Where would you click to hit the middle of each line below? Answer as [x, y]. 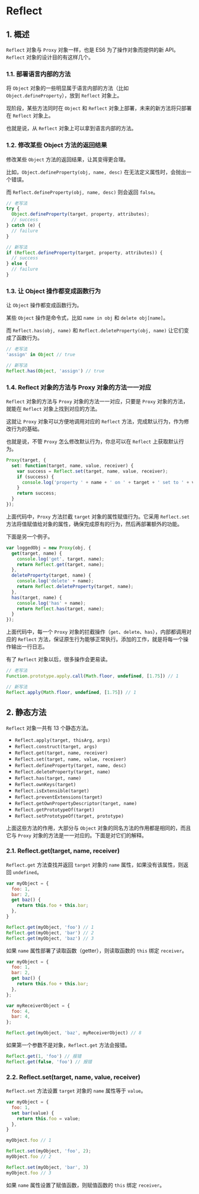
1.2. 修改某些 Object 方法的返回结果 [57, 145]
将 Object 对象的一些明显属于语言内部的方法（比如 [68, 88]
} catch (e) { [24, 225]
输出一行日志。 [29, 647]
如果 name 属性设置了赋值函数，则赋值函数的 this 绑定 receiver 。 [86, 1185]
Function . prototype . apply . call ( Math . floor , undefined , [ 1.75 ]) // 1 [92, 676]
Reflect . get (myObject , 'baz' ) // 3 [50, 938]
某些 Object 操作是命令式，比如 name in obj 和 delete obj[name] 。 [87, 318]
